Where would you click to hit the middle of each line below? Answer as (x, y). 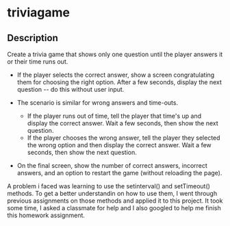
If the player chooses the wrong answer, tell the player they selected (124, 138)
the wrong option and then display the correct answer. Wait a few (119, 145)
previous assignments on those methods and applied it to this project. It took (115, 201)
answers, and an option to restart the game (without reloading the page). (119, 173)
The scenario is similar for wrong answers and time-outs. (98, 103)
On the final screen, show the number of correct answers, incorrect (112, 165)
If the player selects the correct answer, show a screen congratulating (116, 75)
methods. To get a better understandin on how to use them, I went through (112, 193)
